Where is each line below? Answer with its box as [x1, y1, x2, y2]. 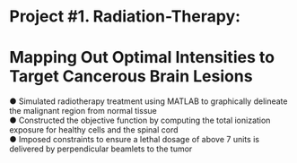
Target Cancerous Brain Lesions [9, 66, 253, 87]
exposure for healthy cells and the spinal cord [9, 124, 179, 135]
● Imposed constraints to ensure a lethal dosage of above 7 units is [9, 134, 260, 145]
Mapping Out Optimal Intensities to [9, 47, 275, 68]
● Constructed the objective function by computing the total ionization [9, 115, 271, 126]
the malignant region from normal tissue [9, 106, 157, 116]
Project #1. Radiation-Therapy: [9, 6, 240, 27]
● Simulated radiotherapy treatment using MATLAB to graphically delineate [9, 96, 288, 107]
